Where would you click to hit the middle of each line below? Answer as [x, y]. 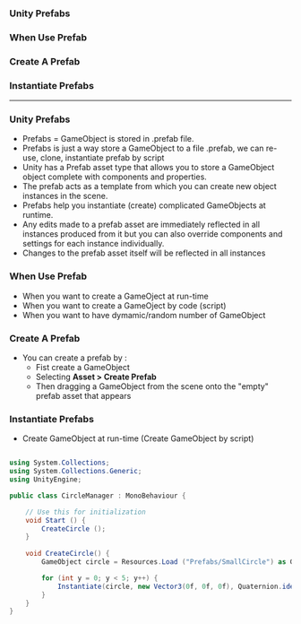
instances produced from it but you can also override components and [152, 234]
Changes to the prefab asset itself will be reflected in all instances [144, 253]
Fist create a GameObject [82, 367]
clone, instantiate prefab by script [102, 158]
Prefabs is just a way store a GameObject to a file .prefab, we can [143, 148]
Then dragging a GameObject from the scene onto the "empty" [152, 386]
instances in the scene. [65, 196]
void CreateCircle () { [68, 554]
